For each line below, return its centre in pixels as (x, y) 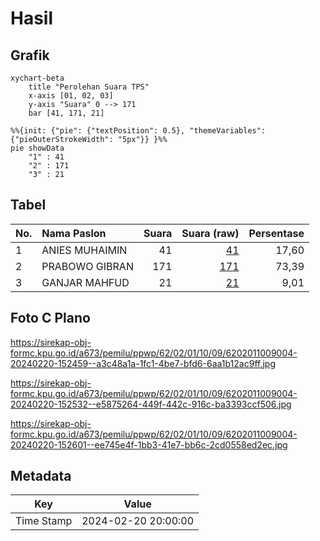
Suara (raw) (210, 233)
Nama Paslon (74, 233)
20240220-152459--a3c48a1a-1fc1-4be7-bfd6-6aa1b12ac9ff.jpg (143, 363)
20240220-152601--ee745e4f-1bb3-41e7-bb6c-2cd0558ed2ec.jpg (149, 444)
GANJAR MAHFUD (85, 282)
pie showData (37, 148)
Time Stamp (44, 521)
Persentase (276, 233)
